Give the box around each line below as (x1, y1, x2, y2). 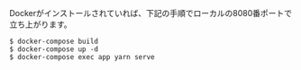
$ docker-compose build (9, 37, 99, 46)
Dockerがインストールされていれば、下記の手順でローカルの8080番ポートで (9, 8, 293, 18)
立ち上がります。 (9, 19, 72, 30)
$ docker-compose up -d (9, 45, 99, 54)
